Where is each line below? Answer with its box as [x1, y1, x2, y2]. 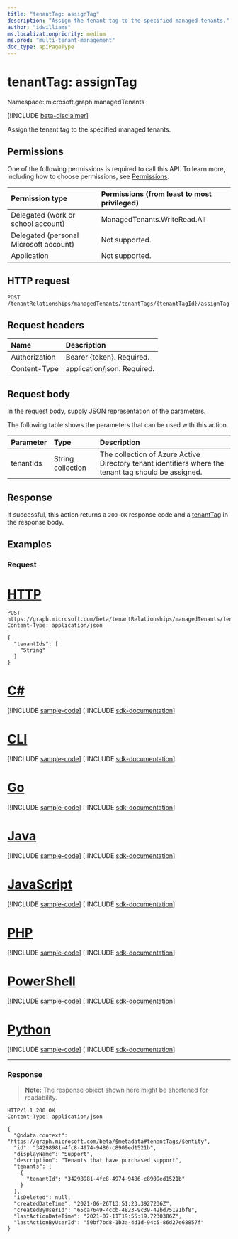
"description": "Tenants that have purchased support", [13, 1157, 182, 1164]
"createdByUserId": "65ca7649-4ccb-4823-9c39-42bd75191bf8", [13, 1206, 198, 1214]
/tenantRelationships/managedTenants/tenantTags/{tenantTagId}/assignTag [7, 300, 230, 307]
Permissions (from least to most [101, 189, 212, 199]
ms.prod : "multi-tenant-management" [7, 37, 115, 44]
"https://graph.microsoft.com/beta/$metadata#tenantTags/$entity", [7, 1138, 211, 1145]
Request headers [7, 319, 85, 331]
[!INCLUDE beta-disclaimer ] [7, 111, 89, 119]
